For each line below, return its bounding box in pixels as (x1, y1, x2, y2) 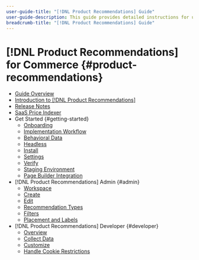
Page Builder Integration (23, 172, 83, 179)
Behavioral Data (23, 134, 63, 141)
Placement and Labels (23, 216, 78, 223)
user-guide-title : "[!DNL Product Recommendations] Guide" (6, 8, 155, 15)
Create (23, 191, 40, 198)
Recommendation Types (23, 204, 84, 211)
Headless (23, 141, 47, 148)
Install (23, 147, 38, 154)
